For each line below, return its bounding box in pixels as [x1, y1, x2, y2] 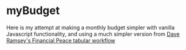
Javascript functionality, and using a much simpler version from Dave [6, 30, 180, 37]
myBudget [6, 4, 60, 18]
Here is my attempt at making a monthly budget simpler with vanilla [6, 24, 175, 31]
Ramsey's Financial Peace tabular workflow [6, 37, 115, 44]
